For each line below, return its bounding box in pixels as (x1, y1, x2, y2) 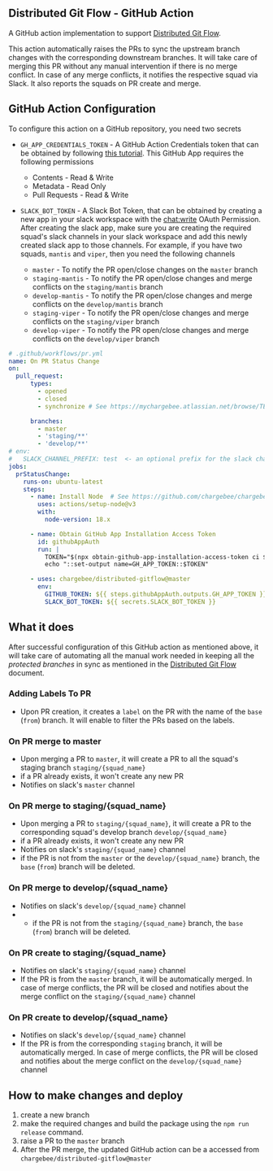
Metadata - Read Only (32, 181, 106, 190)
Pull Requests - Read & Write (32, 190, 129, 199)
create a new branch (19, 1110, 90, 1120)
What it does (8, 620, 75, 634)
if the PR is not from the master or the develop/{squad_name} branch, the (19, 854, 260, 863)
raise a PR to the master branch (19, 1136, 125, 1146)
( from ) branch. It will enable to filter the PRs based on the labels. (19, 715, 236, 725)
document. (8, 667, 45, 678)
